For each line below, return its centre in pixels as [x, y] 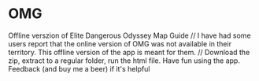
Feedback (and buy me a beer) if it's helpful [79, 68]
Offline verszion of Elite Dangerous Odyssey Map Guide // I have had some [129, 35]
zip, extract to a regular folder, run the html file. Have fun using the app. [124, 61]
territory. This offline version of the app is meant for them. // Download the [129, 52]
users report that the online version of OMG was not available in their [120, 43]
